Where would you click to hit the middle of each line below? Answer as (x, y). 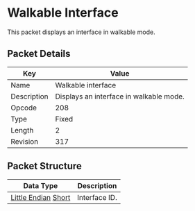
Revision (25, 142)
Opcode (24, 108)
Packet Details (39, 54)
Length (22, 130)
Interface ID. (97, 197)
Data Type (41, 185)
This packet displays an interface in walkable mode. (81, 32)
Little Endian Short (41, 197)
